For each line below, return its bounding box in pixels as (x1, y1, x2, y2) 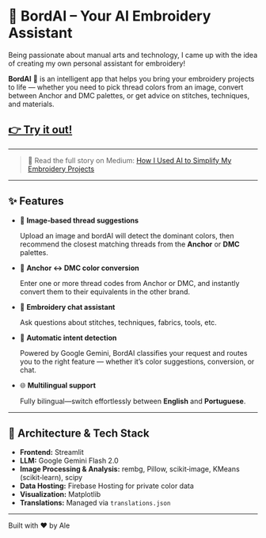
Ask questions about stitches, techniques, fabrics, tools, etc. (19, 317, 218, 327)
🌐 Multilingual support (19, 380, 97, 390)
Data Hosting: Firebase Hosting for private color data (19, 481, 194, 490)
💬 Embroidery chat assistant (19, 302, 116, 311)
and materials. (8, 99, 55, 109)
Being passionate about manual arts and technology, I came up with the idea (8, 50, 258, 59)
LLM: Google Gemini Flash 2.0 (19, 456, 119, 466)
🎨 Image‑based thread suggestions (19, 216, 139, 225)
